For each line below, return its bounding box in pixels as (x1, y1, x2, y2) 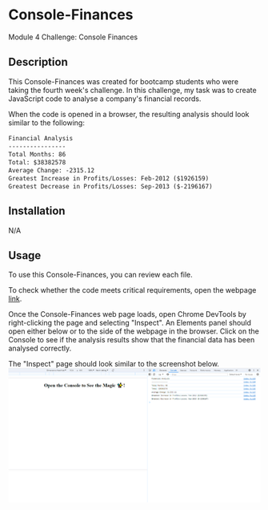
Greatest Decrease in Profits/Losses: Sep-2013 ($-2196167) (8, 182, 214, 190)
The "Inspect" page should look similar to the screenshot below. (8, 359, 220, 369)
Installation (8, 204, 66, 218)
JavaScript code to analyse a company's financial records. (8, 94, 202, 103)
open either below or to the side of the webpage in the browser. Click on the (8, 326, 260, 336)
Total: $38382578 (8, 158, 66, 166)
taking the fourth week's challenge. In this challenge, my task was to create (8, 85, 258, 95)
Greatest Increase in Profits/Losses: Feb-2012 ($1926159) (8, 174, 210, 182)
